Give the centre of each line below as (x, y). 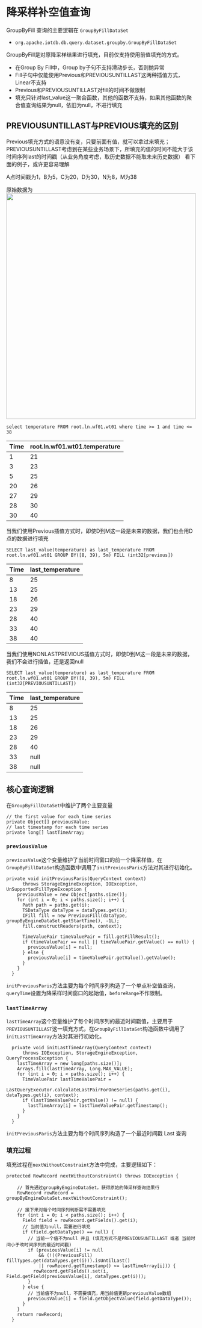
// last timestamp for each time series (58, 827)
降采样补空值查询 (49, 12)
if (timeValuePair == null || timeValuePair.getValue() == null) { (109, 942)
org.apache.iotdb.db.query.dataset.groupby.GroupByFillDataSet (96, 43)
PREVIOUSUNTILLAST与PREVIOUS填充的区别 (93, 126)
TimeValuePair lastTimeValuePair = (67, 1079)
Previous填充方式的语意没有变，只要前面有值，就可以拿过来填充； (88, 141)
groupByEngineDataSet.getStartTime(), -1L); (63, 921)
